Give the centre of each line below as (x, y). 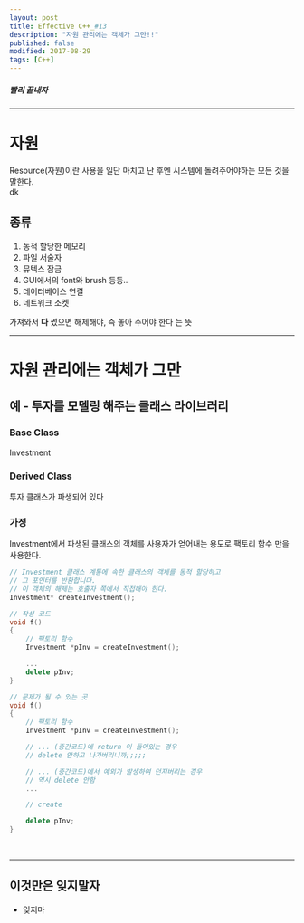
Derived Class (41, 476)
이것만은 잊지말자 (55, 886)
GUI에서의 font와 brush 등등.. (75, 280)
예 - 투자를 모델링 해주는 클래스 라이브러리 (119, 407)
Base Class (34, 433)
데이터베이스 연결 (53, 291)
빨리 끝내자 (28, 90)
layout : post (34, 18)
